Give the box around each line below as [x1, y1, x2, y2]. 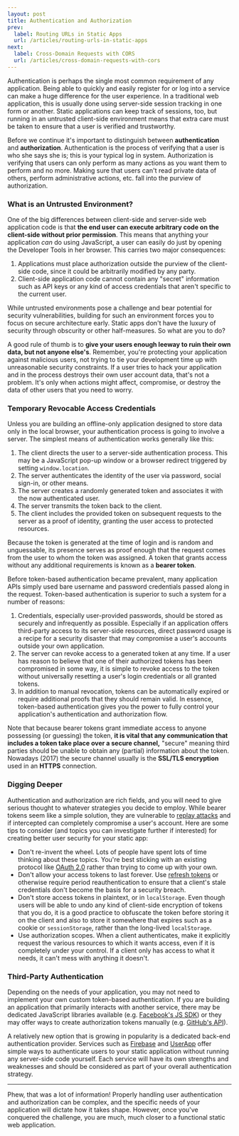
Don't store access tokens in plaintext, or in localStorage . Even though [17, 893, 225, 901]
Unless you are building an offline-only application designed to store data [7, 420, 223, 428]
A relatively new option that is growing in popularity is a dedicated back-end [7, 1032, 231, 1040]
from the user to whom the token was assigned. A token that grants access [7, 554, 228, 562]
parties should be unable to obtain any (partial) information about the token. [7, 746, 230, 755]
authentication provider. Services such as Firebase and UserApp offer [7, 1039, 212, 1048]
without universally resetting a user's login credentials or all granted [17, 672, 217, 681]
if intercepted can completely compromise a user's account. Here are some [7, 818, 229, 827]
